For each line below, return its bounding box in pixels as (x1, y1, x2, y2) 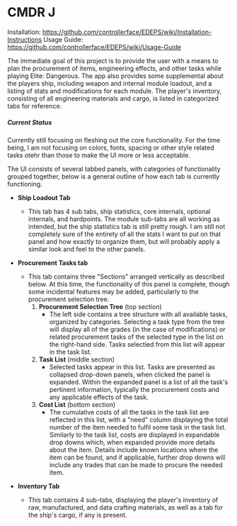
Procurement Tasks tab (17, 258, 88, 267)
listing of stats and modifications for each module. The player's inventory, (7, 86, 222, 95)
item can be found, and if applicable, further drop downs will (49, 453, 226, 461)
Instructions (7, 35, 42, 43)
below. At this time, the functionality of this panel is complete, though (28, 279, 230, 288)
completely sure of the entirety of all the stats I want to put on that (28, 230, 221, 238)
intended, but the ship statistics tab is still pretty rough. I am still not (28, 222, 226, 230)
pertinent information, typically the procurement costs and (49, 385, 219, 393)
